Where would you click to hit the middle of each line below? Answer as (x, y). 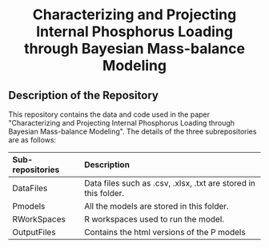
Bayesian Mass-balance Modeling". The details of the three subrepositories (132, 131)
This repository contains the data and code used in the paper (109, 114)
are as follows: (32, 140)
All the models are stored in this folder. (157, 206)
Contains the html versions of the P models (165, 232)
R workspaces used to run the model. (154, 219)
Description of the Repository (83, 95)
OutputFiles (34, 232)
